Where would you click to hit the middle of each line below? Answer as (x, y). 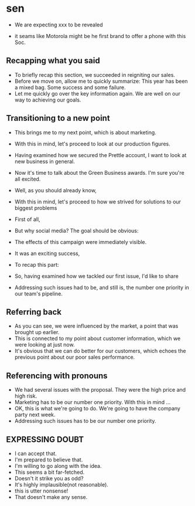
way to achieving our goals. (48, 100)
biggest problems (36, 208)
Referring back (34, 312)
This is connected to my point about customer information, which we (97, 338)
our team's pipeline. (39, 293)
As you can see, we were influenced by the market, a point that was (96, 326)
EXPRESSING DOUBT (45, 439)
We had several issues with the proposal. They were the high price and (100, 390)
